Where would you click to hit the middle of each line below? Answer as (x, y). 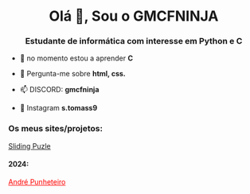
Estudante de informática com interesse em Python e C (134, 41)
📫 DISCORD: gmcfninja (59, 90)
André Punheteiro (37, 181)
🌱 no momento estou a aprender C (76, 58)
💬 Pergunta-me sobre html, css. (72, 74)
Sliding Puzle (30, 145)
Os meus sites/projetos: (56, 129)
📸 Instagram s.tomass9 (59, 108)
